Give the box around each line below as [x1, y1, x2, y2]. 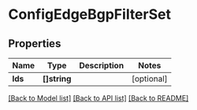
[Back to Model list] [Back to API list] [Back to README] [8, 93, 189, 103]
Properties [8, 37, 61, 50]
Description [78, 60, 125, 71]
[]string [42, 73, 72, 84]
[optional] [131, 73, 168, 84]
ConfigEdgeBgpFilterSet [8, 5, 172, 24]
